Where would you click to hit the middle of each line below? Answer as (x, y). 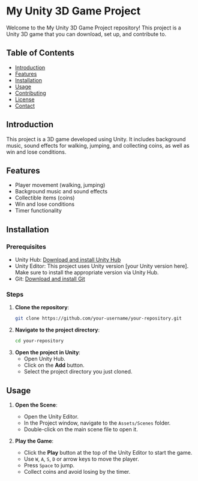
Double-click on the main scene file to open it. (81, 429)
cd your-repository (39, 341)
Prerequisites (26, 246)
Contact (25, 106)
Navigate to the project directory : (57, 330)
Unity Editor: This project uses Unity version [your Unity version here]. (102, 266)
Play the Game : (34, 441)
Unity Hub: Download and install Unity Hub (68, 260)
